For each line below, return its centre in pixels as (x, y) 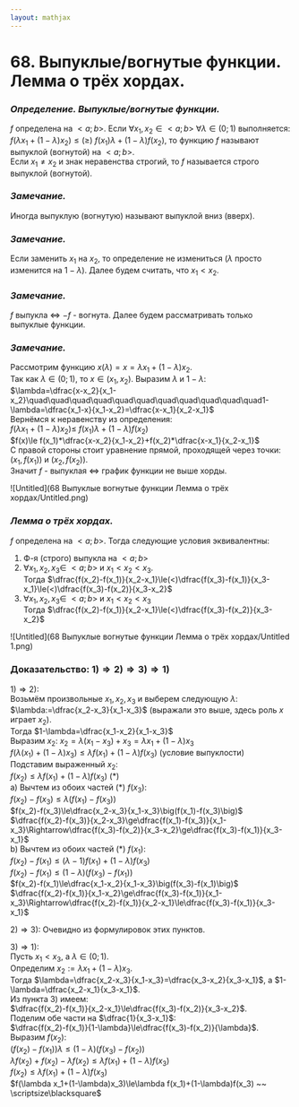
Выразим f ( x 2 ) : (38, 1038)
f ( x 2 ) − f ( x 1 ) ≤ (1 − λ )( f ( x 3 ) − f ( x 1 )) (72, 873)
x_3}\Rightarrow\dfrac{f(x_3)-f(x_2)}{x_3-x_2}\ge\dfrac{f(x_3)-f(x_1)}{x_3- (146, 830)
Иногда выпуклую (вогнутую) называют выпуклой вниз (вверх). (132, 215)
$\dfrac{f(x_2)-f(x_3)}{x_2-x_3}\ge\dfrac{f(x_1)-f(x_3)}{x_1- (119, 820)
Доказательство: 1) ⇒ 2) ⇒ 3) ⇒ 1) (90, 670)
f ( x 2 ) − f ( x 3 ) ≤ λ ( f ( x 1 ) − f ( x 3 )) (64, 800)
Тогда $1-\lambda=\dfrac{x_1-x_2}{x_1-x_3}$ (92, 731)
